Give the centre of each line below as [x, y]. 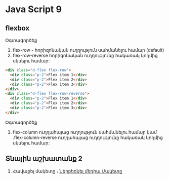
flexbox [17, 28]
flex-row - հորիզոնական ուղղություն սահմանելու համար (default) [88, 50]
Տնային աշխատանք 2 [44, 159]
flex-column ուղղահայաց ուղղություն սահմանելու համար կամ [85, 132]
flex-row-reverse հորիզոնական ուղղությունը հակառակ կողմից [85, 55]
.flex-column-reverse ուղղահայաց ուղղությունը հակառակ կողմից [88, 137]
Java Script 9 [34, 9]
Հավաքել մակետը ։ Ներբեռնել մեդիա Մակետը [67, 171]
